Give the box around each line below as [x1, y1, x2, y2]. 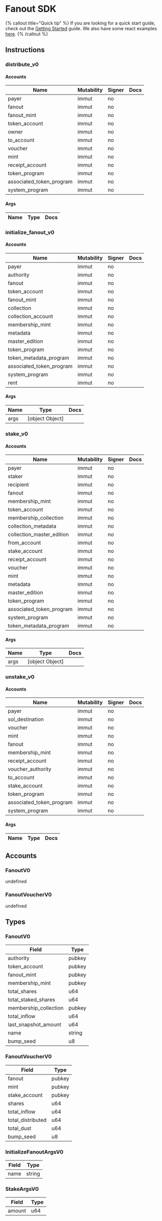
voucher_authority [8, 766, 52, 773]
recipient [8, 481, 29, 488]
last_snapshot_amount [8, 1021, 62, 1028]
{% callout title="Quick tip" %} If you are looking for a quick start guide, [5, 20, 156, 26]
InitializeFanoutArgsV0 [5, 1148, 64, 1155]
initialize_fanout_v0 [5, 228, 55, 236]
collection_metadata [8, 523, 57, 530]
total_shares [8, 988, 37, 995]
